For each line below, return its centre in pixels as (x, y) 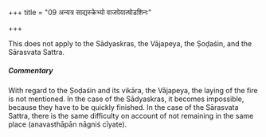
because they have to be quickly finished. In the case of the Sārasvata (123, 107)
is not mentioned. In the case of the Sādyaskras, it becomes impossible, (126, 99)
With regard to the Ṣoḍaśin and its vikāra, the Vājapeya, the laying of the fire (133, 90)
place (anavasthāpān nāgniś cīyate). (68, 124)
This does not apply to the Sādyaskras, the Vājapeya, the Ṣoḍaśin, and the (130, 43)
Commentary (31, 70)
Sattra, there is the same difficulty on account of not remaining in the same (131, 115)
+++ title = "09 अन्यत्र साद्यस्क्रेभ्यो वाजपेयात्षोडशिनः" (80, 12)
